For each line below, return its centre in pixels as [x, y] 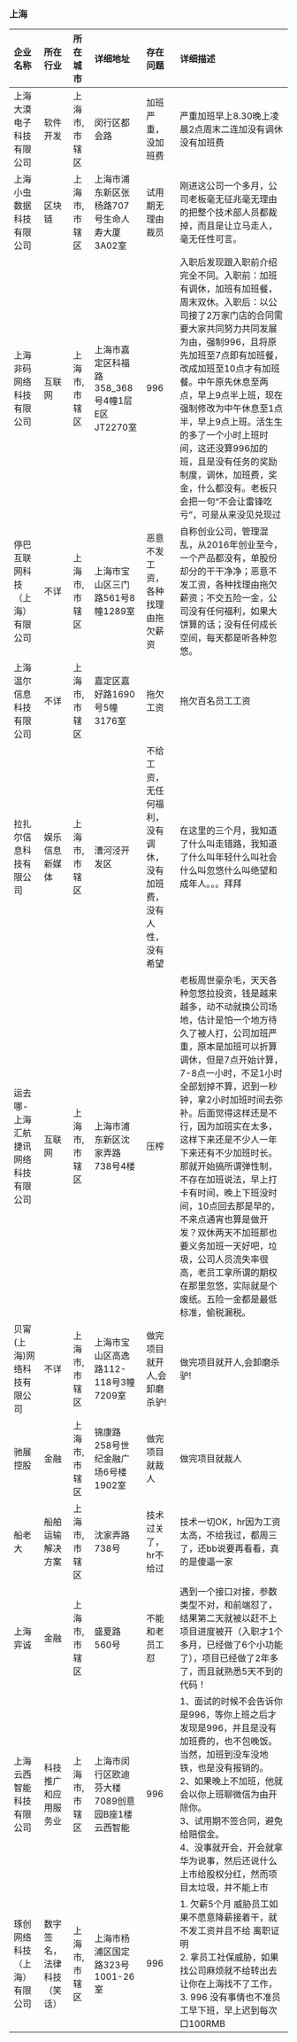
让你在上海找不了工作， [228, 1984]
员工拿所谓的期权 [242, 1273]
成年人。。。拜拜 [211, 884]
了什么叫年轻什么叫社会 [228, 857]
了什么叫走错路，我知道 [228, 844]
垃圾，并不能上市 [233, 1888]
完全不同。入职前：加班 [228, 276]
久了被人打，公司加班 [224, 1033]
